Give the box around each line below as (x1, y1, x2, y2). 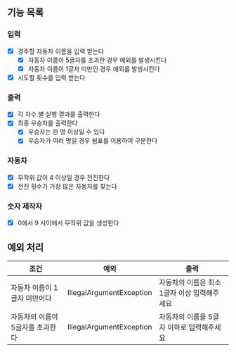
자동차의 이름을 (159, 312, 206, 322)
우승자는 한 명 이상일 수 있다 (27, 127, 105, 136)
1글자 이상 (159, 288, 192, 298)
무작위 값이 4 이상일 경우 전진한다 (17, 173, 110, 182)
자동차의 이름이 (11, 312, 58, 322)
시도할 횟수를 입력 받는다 (17, 73, 86, 82)
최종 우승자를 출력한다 (17, 119, 79, 127)
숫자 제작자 (7, 201, 43, 211)
